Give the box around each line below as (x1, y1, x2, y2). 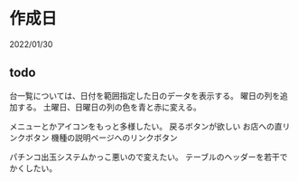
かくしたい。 (9, 162, 57, 173)
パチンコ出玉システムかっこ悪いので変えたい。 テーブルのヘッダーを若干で (9, 151, 288, 162)
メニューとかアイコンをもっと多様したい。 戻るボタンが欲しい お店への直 (9, 120, 283, 131)
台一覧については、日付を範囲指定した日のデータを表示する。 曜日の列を (9, 90, 281, 101)
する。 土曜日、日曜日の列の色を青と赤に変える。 (16, 101, 201, 112)
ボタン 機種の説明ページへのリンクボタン (24, 132, 178, 143)
